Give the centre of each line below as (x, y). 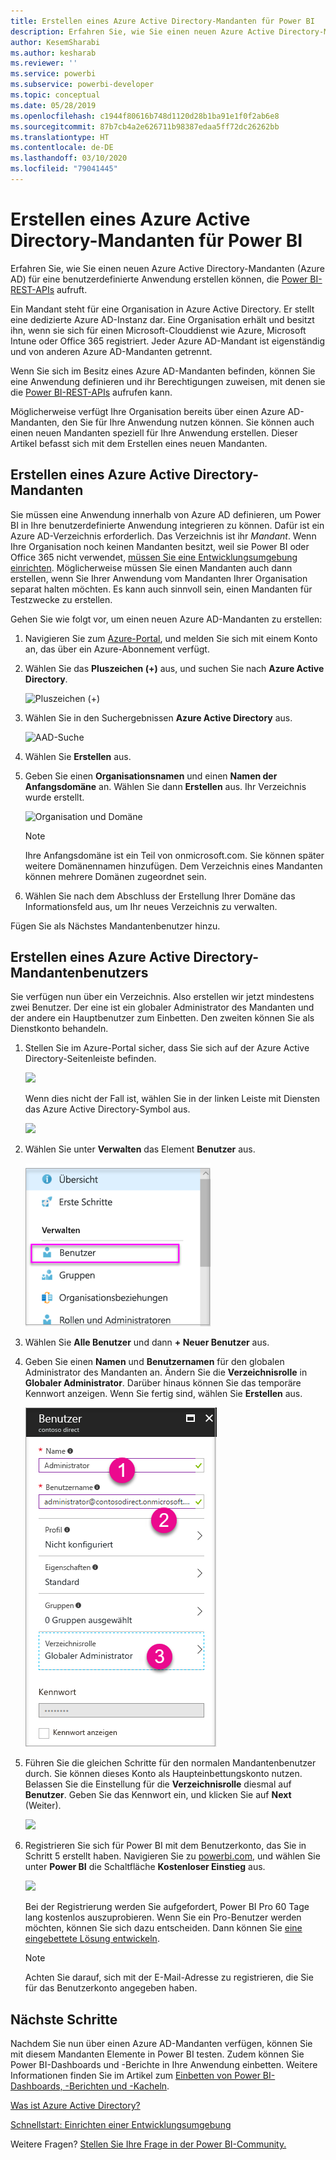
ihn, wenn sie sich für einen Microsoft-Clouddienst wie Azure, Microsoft (158, 330)
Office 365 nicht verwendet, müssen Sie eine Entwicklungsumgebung (154, 557)
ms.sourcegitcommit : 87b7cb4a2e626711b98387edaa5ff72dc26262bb (145, 126)
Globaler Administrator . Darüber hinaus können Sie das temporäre (163, 1383)
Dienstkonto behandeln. (59, 1029)
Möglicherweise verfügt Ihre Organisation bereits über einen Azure (148, 411)
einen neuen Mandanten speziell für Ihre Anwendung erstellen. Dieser (154, 432)
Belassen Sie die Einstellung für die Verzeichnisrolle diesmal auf (158, 1784)
